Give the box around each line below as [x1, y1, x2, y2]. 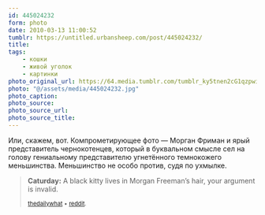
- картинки [22, 70, 58, 78]
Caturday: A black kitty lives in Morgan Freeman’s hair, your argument [27, 176, 256, 185]
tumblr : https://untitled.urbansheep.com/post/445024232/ [8, 33, 203, 42]
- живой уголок [22, 63, 73, 71]
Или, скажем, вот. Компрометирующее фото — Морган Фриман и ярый [8, 135, 250, 145]
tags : [8, 48, 26, 56]
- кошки [22, 56, 47, 64]
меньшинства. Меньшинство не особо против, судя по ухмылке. [8, 161, 227, 170]
